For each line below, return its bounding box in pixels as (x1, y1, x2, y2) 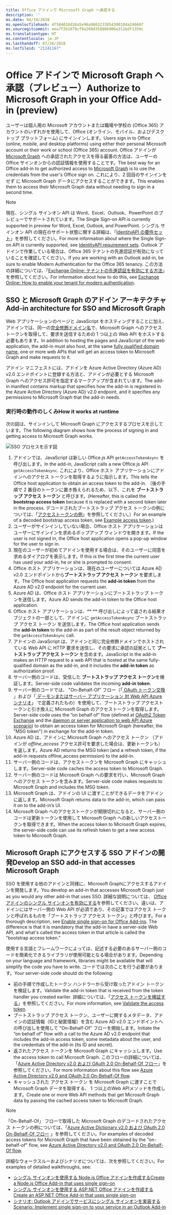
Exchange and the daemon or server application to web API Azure (13, 717, 153, 723)
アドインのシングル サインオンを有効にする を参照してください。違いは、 (6, 900, 160, 906)
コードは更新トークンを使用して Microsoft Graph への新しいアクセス (13, 815, 158, 821)
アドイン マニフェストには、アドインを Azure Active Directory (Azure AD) (6, 365, 162, 371)
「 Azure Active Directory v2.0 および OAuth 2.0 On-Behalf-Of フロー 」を (13, 1060, 167, 1067)
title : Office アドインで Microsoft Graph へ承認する (6, 7, 115, 13)
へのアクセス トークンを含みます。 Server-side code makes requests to (13, 778, 163, 784)
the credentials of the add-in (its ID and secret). (13, 1042, 114, 1048)
